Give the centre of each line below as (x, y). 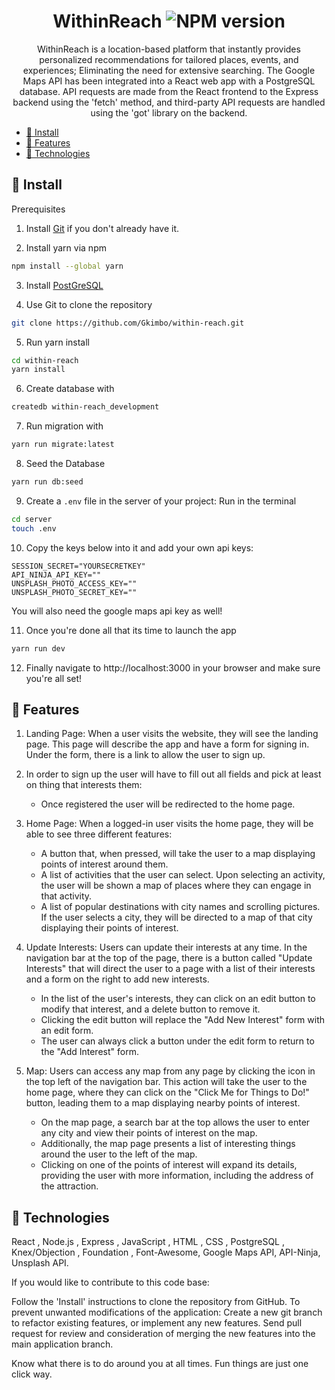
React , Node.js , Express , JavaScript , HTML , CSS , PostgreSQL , (148, 1242)
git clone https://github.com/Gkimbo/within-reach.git (128, 323)
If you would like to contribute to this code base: (110, 1282)
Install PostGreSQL (64, 285)
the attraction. (69, 1186)
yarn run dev (38, 648)
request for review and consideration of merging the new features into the (163, 1334)
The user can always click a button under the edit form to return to (177, 1041)
